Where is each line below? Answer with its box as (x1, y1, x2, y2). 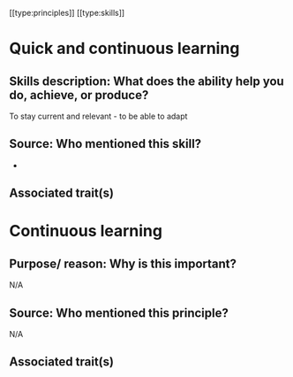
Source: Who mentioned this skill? (9, 136, 202, 151)
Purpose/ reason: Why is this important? (9, 256, 237, 271)
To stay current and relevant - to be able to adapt (9, 111, 188, 121)
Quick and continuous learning (9, 39, 240, 58)
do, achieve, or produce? (9, 88, 149, 103)
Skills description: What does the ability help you (9, 73, 284, 88)
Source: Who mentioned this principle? (9, 305, 229, 320)
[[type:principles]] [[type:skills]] (9, 8, 125, 18)
